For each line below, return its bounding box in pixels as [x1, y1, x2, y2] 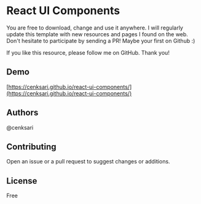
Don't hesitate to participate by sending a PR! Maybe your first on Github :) [6, 37, 195, 44]
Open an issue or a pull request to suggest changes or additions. [6, 158, 170, 165]
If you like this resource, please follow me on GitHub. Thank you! [6, 49, 170, 56]
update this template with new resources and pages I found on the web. [6, 30, 189, 37]
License [6, 176, 37, 186]
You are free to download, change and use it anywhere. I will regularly [6, 24, 183, 31]
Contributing [6, 141, 57, 152]
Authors [6, 108, 39, 118]
